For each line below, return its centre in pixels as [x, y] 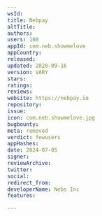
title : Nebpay [28, 20]
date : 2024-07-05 [32, 150]
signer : [19, 157]
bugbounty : [23, 124]
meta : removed [28, 131]
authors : [20, 33]
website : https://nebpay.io [48, 99]
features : [22, 196]
